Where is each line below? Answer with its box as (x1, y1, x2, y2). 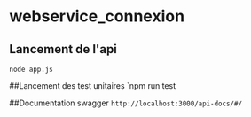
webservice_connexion (9, 6, 184, 27)
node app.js (9, 65, 53, 74)
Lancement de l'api (9, 42, 118, 57)
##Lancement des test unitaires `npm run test (9, 81, 176, 90)
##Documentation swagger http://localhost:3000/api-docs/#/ (9, 97, 242, 108)
